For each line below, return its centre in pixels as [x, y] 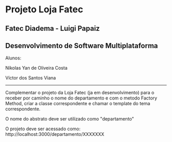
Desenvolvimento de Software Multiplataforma [82, 45]
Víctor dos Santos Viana [31, 78]
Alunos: [13, 58]
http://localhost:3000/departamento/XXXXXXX [55, 134]
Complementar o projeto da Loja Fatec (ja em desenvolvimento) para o [80, 93]
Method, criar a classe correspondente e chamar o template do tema [78, 104]
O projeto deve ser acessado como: [43, 129]
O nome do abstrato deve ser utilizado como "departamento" [70, 119]
